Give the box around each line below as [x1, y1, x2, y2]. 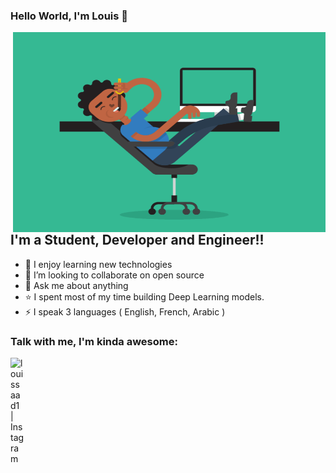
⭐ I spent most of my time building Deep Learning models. [24, 290, 265, 303]
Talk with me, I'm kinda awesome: [10, 334, 178, 348]
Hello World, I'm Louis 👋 [10, 9, 129, 23]
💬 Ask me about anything [24, 279, 129, 291]
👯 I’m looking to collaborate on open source [24, 269, 205, 281]
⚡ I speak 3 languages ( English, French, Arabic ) [24, 305, 226, 318]
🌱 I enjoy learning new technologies [24, 258, 173, 270]
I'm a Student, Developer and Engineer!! [10, 232, 265, 249]
